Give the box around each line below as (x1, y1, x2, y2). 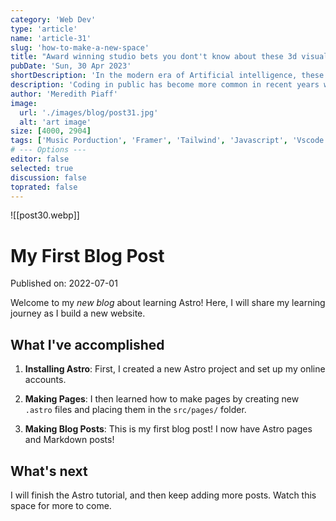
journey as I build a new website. (10, 307, 146, 320)
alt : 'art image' (19, 117, 92, 127)
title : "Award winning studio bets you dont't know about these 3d (10, 52, 298, 62)
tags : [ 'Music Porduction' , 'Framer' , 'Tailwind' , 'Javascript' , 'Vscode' (10, 136, 329, 146)
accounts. (24, 374, 67, 386)
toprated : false (10, 182, 78, 192)
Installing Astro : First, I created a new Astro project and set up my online (24, 363, 326, 375)
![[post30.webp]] (10, 209, 80, 221)
